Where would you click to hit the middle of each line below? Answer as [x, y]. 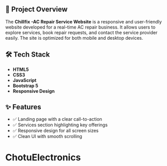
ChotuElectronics [43, 157]
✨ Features [23, 107]
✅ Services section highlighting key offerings [60, 125]
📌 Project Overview [37, 9]
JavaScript [25, 80]
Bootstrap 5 [25, 86]
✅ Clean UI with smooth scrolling [47, 136]
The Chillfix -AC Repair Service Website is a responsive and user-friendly [83, 21]
